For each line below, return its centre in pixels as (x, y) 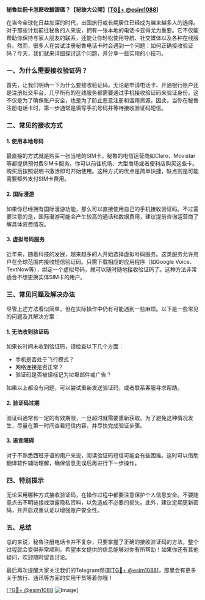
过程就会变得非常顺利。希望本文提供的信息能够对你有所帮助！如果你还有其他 (103, 550)
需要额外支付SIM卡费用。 (38, 179)
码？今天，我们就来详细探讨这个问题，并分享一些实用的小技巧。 (86, 53)
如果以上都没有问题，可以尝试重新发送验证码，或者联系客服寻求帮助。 (95, 388)
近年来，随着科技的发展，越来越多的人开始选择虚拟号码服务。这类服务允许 (100, 254)
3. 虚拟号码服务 (26, 239)
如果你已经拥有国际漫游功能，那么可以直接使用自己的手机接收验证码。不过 (100, 209)
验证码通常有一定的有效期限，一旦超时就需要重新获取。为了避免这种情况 (97, 418)
